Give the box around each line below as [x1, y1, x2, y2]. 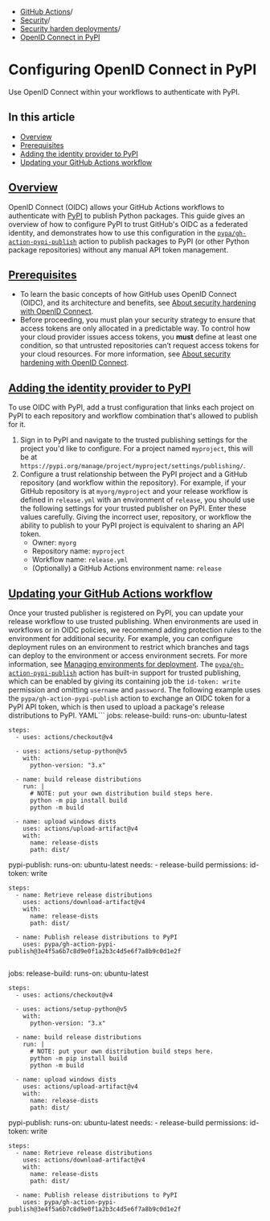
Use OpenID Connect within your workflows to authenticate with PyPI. [8, 87, 240, 97]
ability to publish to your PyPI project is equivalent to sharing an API [19, 520, 244, 530]
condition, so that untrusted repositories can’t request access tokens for [19, 341, 260, 351]
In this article [8, 110, 76, 124]
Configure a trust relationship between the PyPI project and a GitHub [19, 470, 247, 479]
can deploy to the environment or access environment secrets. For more [8, 651, 247, 660]
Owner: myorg [31, 538, 77, 548]
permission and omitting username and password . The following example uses [8, 685, 261, 694]
